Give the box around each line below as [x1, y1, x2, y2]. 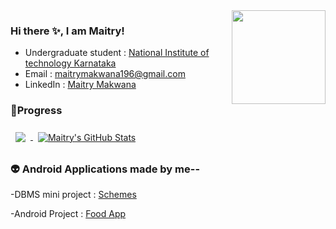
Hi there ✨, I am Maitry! [10, 24, 125, 38]
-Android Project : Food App [10, 207, 127, 219]
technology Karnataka [24, 57, 117, 69]
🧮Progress [10, 104, 63, 118]
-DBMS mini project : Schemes [10, 188, 137, 200]
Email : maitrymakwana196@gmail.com [24, 68, 186, 80]
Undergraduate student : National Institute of [24, 47, 210, 59]
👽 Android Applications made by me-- [10, 162, 201, 176]
